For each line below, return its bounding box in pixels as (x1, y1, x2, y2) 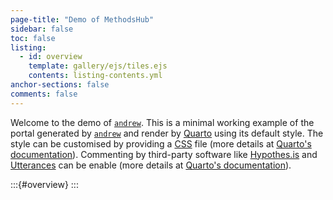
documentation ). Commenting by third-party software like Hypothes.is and (10, 148, 318, 160)
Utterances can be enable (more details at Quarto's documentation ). (10, 159, 292, 171)
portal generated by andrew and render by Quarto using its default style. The (10, 127, 324, 139)
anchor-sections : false (10, 80, 110, 90)
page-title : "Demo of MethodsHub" (10, 14, 155, 25)
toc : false (10, 33, 56, 43)
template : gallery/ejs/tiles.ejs (28, 61, 168, 71)
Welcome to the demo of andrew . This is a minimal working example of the (10, 116, 315, 128)
